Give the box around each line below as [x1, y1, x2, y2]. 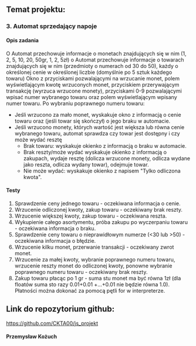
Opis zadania [6, 36, 39, 43]
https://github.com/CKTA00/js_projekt [6, 320, 99, 327]
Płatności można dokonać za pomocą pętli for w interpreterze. [14, 287, 165, 294]
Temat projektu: [6, 5, 66, 15]
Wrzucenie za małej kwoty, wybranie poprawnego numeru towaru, [14, 256, 175, 263]
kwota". [23, 173, 42, 181]
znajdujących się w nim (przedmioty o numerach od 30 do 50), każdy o [6, 62, 178, 69]
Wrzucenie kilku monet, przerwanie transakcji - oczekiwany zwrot [14, 243, 174, 250]
